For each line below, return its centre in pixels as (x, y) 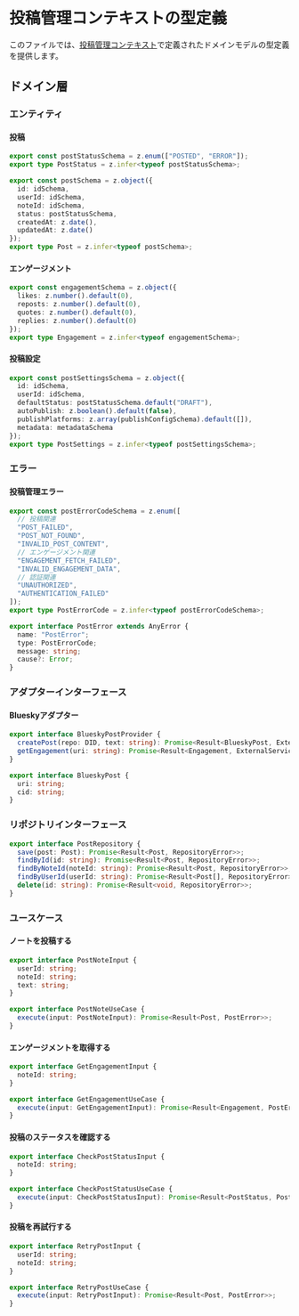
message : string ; (49, 651)
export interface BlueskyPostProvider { (85, 735)
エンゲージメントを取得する (60, 1047)
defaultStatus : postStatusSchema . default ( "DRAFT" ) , (115, 403)
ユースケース (36, 918)
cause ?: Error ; (45, 660)
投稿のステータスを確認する (60, 1137)
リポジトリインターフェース (68, 825)
